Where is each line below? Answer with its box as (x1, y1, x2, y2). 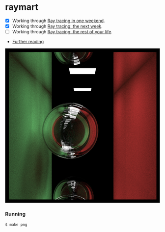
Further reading (12, 39, 44, 45)
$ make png (5, 222, 27, 227)
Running (5, 210, 26, 217)
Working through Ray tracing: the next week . (12, 24, 103, 29)
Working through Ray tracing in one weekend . (12, 18, 105, 24)
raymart (5, 1, 38, 13)
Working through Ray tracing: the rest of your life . (12, 29, 113, 35)
